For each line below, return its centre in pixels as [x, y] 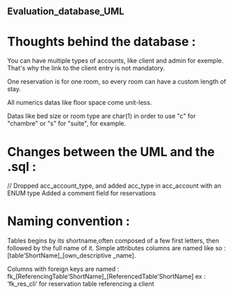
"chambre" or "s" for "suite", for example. [67, 123]
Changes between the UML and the [111, 152]
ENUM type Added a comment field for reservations [82, 193]
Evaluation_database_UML [66, 12]
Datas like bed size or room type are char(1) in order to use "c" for [102, 116]
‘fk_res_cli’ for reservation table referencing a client [81, 284]
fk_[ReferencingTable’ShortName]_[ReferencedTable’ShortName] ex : [106, 277]
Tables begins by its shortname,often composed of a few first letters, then [113, 241]
